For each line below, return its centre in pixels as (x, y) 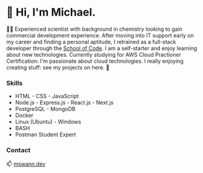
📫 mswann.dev (26, 164)
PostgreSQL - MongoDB (45, 109)
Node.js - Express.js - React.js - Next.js (64, 102)
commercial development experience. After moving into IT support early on (100, 35)
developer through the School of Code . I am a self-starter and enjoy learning (102, 48)
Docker (24, 115)
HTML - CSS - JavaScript (47, 96)
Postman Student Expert (45, 134)
